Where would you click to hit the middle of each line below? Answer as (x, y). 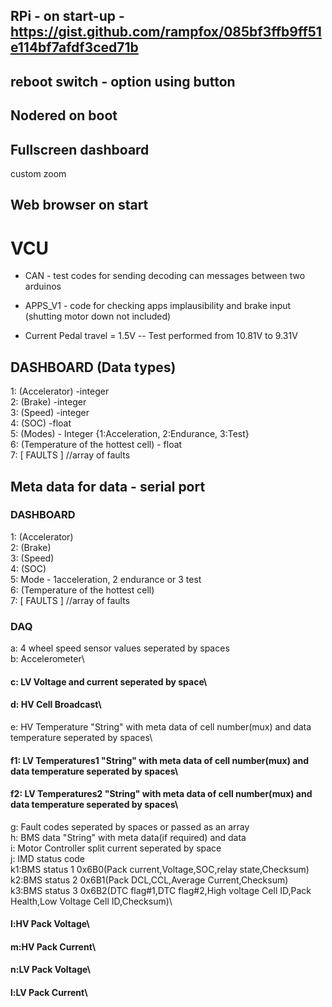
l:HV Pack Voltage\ (50, 924)
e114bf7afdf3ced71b (74, 47)
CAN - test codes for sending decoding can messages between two (165, 276)
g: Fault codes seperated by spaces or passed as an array (130, 826)
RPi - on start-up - (67, 16)
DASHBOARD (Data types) (93, 367)
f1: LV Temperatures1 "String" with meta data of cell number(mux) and (159, 760)
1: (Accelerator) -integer (60, 391)
